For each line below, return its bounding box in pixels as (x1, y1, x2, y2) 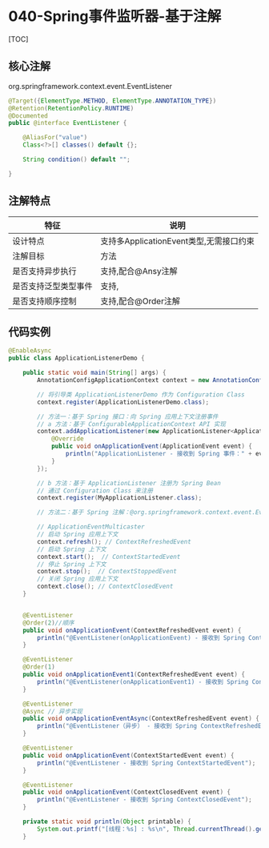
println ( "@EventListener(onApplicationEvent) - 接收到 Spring (37, 633, 246, 641)
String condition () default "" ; (22, 155, 130, 163)
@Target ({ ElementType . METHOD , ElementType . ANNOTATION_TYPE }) (8, 97, 217, 105)
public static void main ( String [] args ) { (22, 369, 167, 377)
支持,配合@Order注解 (100, 295, 180, 307)
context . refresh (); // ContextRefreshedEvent (37, 537, 192, 545)
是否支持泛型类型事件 (12, 280, 94, 291)
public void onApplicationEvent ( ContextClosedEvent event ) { (22, 788, 231, 797)
